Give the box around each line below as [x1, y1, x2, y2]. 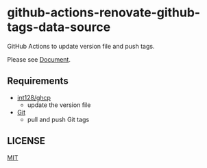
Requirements [7, 75, 69, 87]
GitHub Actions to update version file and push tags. [7, 42, 155, 50]
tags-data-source [7, 19, 111, 35]
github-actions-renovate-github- [7, 5, 201, 21]
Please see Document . [7, 55, 71, 63]
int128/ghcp [16, 93, 51, 101]
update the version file [27, 101, 91, 109]
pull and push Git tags [27, 115, 90, 123]
